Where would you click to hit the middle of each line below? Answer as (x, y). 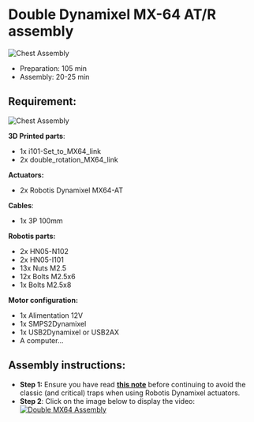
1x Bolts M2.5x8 (45, 285)
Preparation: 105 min (53, 68)
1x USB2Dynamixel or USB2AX (69, 332)
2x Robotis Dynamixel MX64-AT (71, 190)
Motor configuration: (43, 300)
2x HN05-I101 (42, 260)
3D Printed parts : (37, 136)
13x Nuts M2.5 (43, 268)
